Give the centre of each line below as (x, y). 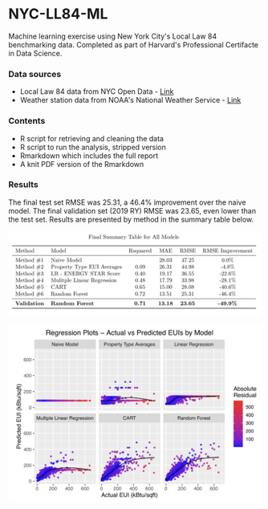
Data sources (35, 74)
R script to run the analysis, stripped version (93, 147)
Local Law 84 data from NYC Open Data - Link (97, 92)
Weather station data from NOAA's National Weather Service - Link (130, 100)
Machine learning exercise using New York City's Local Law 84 (113, 36)
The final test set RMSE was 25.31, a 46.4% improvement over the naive (127, 202)
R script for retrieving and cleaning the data (92, 138)
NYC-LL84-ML (58, 14)
